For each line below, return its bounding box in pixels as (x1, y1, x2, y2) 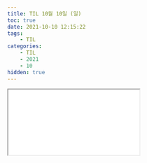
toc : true (7, 17, 36, 24)
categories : (7, 43, 42, 50)
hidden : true (7, 69, 45, 76)
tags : (7, 29, 23, 37)
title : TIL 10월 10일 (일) (7, 10, 82, 17)
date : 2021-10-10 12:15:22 (7, 23, 86, 30)
